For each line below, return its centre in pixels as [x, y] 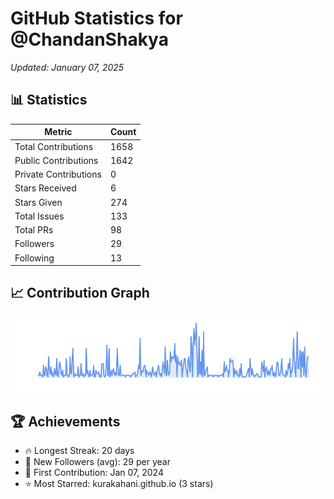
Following [34, 258]
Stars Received [45, 188]
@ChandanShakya [89, 39]
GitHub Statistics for [96, 18]
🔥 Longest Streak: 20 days [79, 451]
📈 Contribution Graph [80, 293]
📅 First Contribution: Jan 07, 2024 [94, 473]
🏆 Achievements [65, 421]
